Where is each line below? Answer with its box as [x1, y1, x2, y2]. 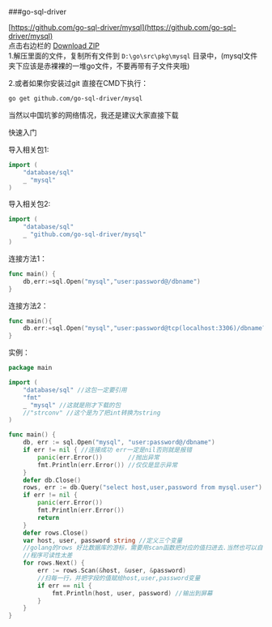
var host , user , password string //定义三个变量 [23, 536, 183, 544]
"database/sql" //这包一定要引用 [23, 385, 127, 394]
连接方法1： [8, 253, 47, 263]
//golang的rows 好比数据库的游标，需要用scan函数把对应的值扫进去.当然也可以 [23, 543, 257, 552]
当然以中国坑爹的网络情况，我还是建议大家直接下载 [8, 110, 179, 120]
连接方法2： [8, 300, 49, 311]
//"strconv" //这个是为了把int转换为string [23, 409, 161, 417]
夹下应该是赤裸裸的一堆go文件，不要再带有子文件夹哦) [8, 61, 190, 71]
